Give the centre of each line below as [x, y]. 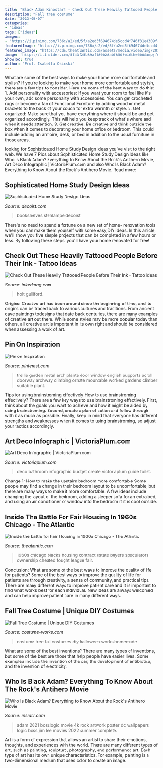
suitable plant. [31, 385]
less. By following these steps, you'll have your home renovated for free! [77, 240]
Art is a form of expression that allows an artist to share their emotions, [76, 739]
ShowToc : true [19, 59]
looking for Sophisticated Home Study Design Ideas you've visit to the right [80, 149]
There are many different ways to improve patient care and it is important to [81, 585]
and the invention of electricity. [36, 666]
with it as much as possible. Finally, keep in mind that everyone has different [81, 415]
